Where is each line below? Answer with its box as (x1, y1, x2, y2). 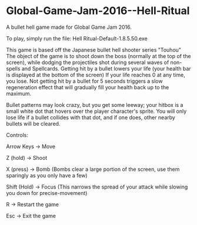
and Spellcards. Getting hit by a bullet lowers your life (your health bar (21, 65, 191, 72)
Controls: (6, 131, 28, 139)
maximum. (6, 90, 31, 97)
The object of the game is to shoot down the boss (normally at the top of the (6, 52, 191, 59)
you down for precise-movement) (6, 189, 88, 196)
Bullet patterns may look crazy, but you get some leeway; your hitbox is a (6, 101, 183, 108)
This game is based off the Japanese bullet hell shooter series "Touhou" (6, 46, 181, 53)
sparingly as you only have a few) (6, 172, 88, 179)
